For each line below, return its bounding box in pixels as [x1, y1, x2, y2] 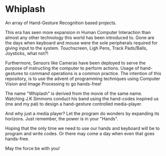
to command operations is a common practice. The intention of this [24, 70, 162, 76]
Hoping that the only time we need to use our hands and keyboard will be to [5, 125, 160, 131]
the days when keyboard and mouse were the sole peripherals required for [5, 39, 158, 45]
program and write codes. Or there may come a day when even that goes [5, 130, 155, 136]
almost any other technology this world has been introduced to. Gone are [5, 35, 155, 40]
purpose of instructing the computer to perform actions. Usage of [5, 65, 140, 71]
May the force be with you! [5, 145, 60, 151]
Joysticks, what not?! [5, 50, 49, 56]
